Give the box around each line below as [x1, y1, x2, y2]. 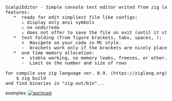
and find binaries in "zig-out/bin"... [5, 81, 105, 86]
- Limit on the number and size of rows [21, 60, 127, 65]
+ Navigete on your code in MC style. [21, 40, 122, 45]
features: [5, 10, 30, 15]
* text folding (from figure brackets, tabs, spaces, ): [13, 35, 162, 40]
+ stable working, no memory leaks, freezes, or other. [21, 55, 167, 60]
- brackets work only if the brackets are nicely [21, 45, 152, 50]
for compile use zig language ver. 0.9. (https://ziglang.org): [5, 71, 170, 76]
